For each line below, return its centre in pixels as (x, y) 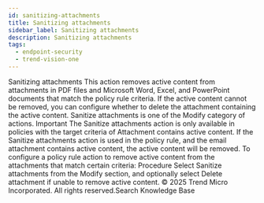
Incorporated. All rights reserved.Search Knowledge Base (102, 190)
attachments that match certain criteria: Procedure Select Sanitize (115, 165)
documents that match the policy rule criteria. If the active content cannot (127, 98)
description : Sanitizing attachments (70, 37)
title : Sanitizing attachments (59, 23)
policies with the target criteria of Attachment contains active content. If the (131, 131)
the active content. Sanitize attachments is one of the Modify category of (127, 115)
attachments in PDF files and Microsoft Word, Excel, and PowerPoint (119, 90)
